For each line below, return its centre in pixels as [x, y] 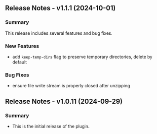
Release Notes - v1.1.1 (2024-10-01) [60, 8]
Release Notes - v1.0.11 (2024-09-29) [64, 101]
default [20, 62]
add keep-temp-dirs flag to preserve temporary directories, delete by [82, 57]
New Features [22, 46]
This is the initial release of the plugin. [51, 126]
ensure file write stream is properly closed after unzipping [71, 86]
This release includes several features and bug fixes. [59, 33]
